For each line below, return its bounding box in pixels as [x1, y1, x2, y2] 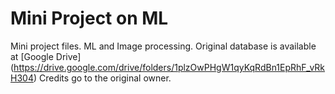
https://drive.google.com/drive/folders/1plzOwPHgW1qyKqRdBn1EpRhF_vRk [13, 61, 326, 73]
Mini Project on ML [10, 7, 169, 30]
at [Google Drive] [10, 50, 82, 62]
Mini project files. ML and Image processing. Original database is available [10, 40, 317, 52]
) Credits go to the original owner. [33, 72, 172, 84]
